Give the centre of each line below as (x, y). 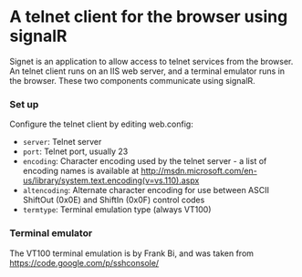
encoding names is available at (81, 171)
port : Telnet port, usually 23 (75, 151)
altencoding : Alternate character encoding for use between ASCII (146, 190)
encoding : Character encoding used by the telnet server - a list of (145, 161)
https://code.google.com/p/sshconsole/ (84, 262)
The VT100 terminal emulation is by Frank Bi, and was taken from (131, 253)
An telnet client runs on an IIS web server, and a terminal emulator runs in (147, 71)
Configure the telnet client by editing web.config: (101, 124)
